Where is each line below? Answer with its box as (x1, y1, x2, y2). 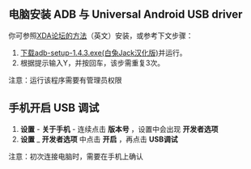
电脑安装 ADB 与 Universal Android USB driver (8, 7, 243, 22)
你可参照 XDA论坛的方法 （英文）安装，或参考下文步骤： (8, 31, 194, 40)
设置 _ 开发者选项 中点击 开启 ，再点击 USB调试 (19, 134, 178, 144)
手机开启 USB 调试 (8, 101, 100, 115)
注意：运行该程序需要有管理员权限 (8, 75, 122, 85)
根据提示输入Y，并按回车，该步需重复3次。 (19, 57, 164, 67)
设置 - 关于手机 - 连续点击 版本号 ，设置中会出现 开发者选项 (19, 124, 219, 133)
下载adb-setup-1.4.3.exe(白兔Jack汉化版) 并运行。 (19, 48, 188, 57)
